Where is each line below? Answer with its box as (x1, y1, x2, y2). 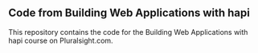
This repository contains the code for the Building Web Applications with (8, 27, 248, 36)
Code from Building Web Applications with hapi (8, 6, 251, 20)
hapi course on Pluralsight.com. (8, 36, 114, 45)
